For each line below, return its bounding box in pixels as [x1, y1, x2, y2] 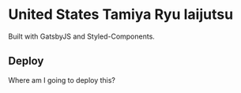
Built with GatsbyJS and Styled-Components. [8, 32, 156, 41]
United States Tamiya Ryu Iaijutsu [8, 6, 234, 24]
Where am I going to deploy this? [8, 75, 116, 84]
